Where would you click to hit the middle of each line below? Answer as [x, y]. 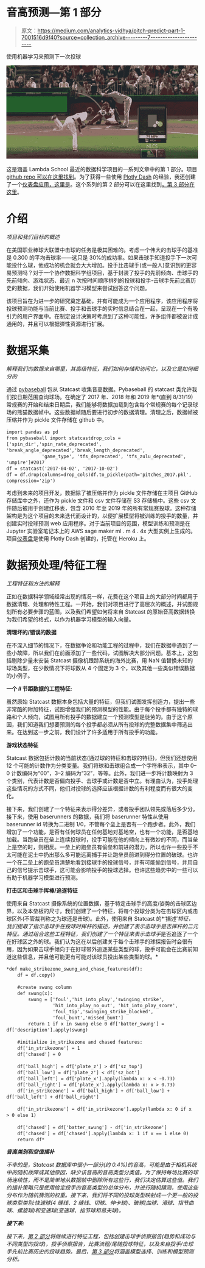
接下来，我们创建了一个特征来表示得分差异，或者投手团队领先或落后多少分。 [102, 809]
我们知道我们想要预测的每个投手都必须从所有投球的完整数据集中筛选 [102, 724]
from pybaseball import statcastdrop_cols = [64, 438]
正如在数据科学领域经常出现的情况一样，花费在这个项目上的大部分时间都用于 [102, 596]
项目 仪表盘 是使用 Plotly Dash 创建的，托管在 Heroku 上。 [78, 538]
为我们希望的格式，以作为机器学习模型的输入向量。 [70, 619]
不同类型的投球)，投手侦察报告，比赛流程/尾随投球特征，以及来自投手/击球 [100, 1244]
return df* [31, 1139]
